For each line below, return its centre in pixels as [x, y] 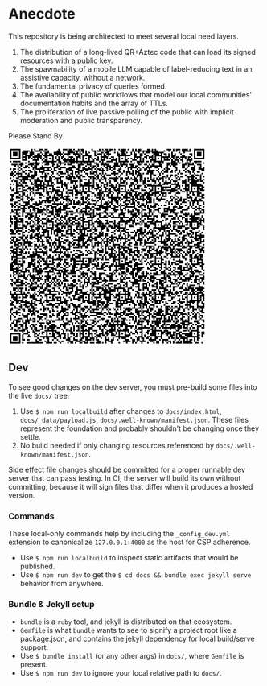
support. [34, 647]
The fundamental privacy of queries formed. [93, 86]
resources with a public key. [66, 60]
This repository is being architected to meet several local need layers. [124, 36]
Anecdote [42, 14]
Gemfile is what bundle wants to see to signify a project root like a [128, 630]
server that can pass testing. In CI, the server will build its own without [125, 478]
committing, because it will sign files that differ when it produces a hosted [131, 486]
